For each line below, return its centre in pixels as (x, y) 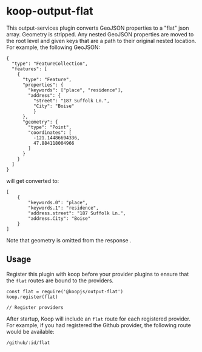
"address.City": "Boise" (59, 218)
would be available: (30, 331)
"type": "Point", (50, 127)
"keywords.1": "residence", (63, 208)
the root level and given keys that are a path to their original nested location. (101, 41)
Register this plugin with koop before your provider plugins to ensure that (98, 274)
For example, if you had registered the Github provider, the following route (99, 325)
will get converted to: (33, 181)
